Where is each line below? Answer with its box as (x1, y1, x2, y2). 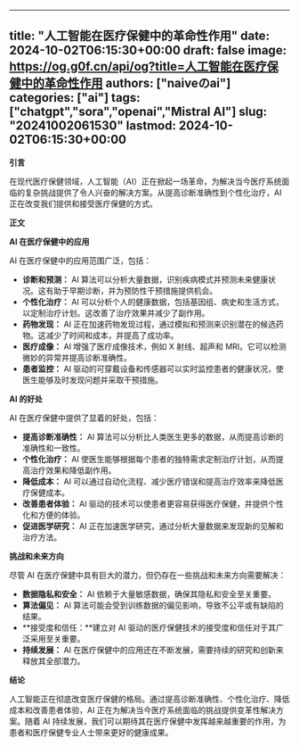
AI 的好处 (9, 394, 43, 404)
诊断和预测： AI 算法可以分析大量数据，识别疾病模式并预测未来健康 (21, 274, 269, 285)
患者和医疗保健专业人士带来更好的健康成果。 (9, 726, 174, 737)
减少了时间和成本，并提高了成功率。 (45, 329, 179, 340)
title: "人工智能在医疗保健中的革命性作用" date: (9, 29, 270, 44)
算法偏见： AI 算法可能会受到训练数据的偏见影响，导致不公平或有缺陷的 (21, 600, 285, 610)
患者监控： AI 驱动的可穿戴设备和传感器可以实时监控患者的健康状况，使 (21, 363, 285, 374)
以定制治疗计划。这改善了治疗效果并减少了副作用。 (21, 307, 210, 318)
